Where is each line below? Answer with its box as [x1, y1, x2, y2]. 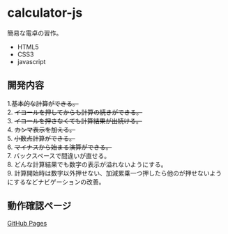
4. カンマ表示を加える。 [7, 125, 76, 134]
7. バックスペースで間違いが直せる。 [7, 151, 111, 159]
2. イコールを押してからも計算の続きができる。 [7, 108, 143, 116]
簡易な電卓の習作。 [7, 29, 63, 37]
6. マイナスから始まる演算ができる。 [7, 143, 112, 151]
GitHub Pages [7, 219, 47, 227]
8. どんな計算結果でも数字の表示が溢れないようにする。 [7, 160, 167, 169]
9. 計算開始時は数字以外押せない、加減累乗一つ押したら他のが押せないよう [7, 169, 222, 177]
